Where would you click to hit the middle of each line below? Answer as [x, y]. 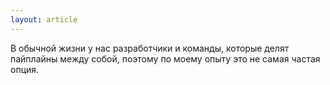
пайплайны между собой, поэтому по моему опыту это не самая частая [165, 58]
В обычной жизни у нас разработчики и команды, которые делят [150, 48]
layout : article [44, 19]
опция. [25, 69]
